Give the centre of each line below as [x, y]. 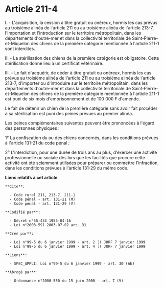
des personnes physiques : [32, 128]
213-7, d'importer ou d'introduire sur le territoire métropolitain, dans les [77, 83]
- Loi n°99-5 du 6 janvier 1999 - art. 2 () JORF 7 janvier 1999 [78, 242]
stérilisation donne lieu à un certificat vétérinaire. [54, 63]
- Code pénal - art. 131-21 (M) [43, 199]
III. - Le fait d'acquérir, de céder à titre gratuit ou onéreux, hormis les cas [78, 72]
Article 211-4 [31, 9]
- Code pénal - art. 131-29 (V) [43, 204]
